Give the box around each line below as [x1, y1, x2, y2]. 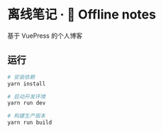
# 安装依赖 [7, 73, 35, 80]
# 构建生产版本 [7, 112, 46, 119]
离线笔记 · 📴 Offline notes [7, 6, 157, 23]
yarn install [7, 80, 46, 87]
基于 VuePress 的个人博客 [7, 31, 83, 40]
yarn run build [7, 119, 52, 127]
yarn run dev [7, 100, 46, 107]
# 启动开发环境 [7, 93, 46, 100]
